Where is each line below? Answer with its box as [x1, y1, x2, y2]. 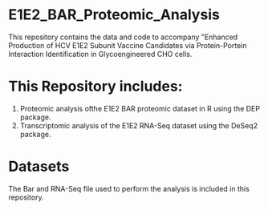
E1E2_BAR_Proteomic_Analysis [8, 6, 221, 24]
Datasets [8, 158, 70, 176]
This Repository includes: [8, 78, 183, 95]
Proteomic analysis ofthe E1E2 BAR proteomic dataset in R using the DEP [19, 103, 261, 113]
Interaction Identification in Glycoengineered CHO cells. [8, 49, 193, 59]
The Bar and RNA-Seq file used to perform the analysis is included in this [8, 184, 250, 193]
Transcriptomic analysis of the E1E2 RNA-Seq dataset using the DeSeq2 [19, 120, 258, 130]
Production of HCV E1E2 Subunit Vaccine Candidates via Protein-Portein [8, 40, 247, 50]
